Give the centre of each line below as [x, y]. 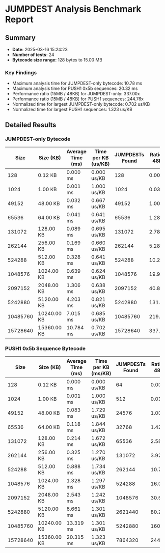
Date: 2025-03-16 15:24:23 [40, 49]
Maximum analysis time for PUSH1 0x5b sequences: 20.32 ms [75, 88]
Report [19, 19]
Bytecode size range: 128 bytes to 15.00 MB [57, 60]
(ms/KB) [101, 374]
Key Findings [21, 72]
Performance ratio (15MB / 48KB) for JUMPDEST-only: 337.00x [76, 94]
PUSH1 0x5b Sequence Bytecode [45, 349]
